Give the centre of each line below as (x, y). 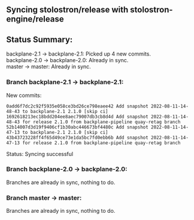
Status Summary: (40, 39)
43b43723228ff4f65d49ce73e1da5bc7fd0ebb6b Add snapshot (77, 137)
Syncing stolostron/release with (67, 10)
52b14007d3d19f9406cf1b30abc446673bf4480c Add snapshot (77, 127)
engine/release (35, 19)
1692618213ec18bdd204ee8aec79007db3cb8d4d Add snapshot (77, 117)
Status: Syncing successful (40, 154)
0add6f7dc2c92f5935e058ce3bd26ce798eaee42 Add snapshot (77, 106)
